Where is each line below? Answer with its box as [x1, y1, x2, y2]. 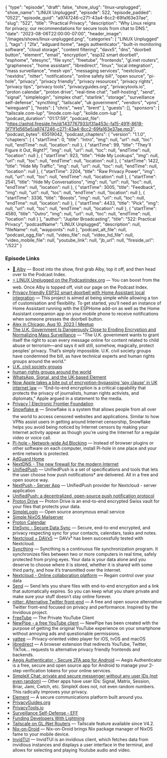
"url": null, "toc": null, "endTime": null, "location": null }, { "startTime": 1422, [5, 158, 160, 163]
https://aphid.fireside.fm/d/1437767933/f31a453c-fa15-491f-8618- [7, 121, 144, 127]
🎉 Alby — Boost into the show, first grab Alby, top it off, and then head [12, 266, 156, 272]
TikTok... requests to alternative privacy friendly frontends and [12, 646, 140, 652]
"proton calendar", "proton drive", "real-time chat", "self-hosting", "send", [5, 89, 156, 95]
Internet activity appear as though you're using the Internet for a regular [12, 430, 160, 436]
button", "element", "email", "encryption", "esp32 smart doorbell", [5, 52, 139, 58]
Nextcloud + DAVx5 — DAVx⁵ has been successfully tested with [12, 535, 143, 541]
